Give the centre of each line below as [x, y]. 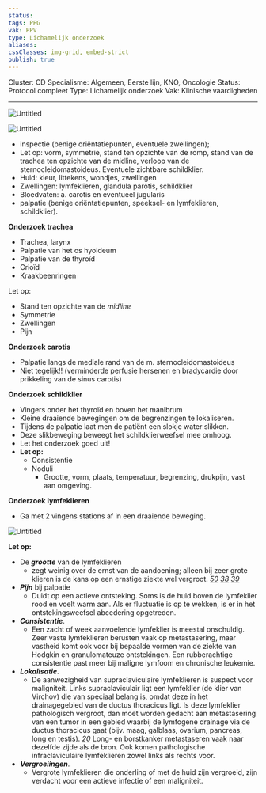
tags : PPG [25, 23]
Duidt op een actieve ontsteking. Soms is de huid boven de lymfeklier [144, 595]
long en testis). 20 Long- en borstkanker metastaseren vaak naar [137, 738]
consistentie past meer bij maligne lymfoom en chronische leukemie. [143, 662]
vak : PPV [23, 30]
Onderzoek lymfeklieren [49, 500]
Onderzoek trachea [41, 226]
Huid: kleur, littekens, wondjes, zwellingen [88, 177]
